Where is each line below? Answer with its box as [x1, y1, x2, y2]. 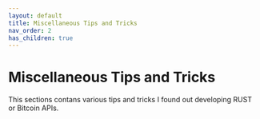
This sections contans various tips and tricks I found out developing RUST [8, 95, 252, 105]
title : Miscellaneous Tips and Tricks [8, 19, 138, 27]
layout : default [8, 11, 62, 20]
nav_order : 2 [8, 26, 52, 34]
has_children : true [8, 34, 74, 42]
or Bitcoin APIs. [8, 103, 59, 113]
